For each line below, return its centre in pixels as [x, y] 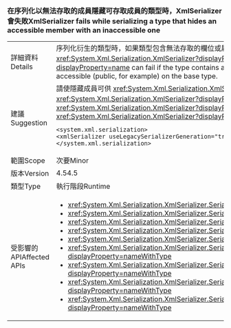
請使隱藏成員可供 [84, 89]
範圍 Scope [28, 161]
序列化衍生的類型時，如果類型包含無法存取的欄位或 [139, 48]
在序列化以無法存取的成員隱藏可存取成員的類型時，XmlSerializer [114, 10]
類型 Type [26, 187]
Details [22, 67]
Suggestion [29, 123]
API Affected [30, 257]
